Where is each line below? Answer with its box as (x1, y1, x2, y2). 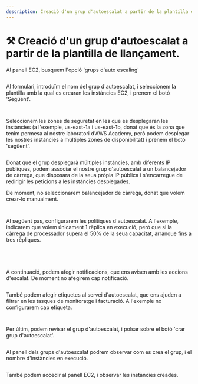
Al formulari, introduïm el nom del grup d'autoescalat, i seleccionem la (6, 83, 177, 90)
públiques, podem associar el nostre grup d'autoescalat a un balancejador (6, 165, 187, 172)
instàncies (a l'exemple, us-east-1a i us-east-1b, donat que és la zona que (6, 123, 185, 131)
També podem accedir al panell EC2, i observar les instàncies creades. (6, 371, 179, 378)
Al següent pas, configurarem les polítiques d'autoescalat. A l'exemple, (6, 217, 179, 224)
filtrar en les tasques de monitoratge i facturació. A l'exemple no (6, 297, 162, 304)
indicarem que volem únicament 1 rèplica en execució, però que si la (6, 223, 172, 230)
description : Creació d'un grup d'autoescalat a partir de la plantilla (6, 8, 189, 15)
